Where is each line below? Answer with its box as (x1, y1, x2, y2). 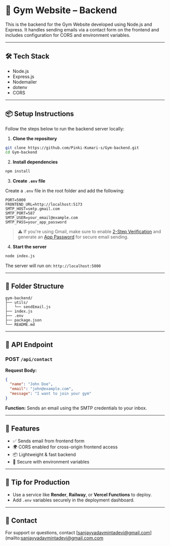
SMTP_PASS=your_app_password (5, 220, 67, 225)
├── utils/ (5, 300, 28, 305)
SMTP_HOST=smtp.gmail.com (5, 206, 60, 212)
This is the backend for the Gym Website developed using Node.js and (5, 21, 152, 27)
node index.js (5, 254, 35, 259)
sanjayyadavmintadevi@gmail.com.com (21, 535, 104, 541)
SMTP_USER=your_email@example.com (5, 215, 78, 221)
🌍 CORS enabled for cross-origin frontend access (12, 444, 118, 450)
